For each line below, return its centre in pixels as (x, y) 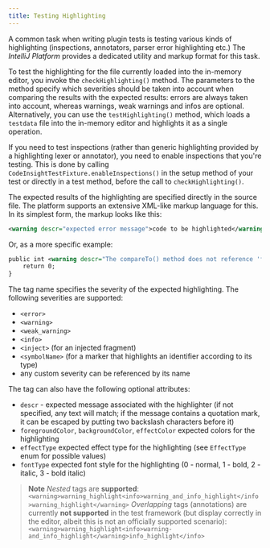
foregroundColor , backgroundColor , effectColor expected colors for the (137, 430)
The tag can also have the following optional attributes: (99, 389)
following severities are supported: (65, 298)
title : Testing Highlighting (57, 16)
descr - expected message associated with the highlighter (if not (127, 405)
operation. (25, 131)
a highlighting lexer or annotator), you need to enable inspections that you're (135, 156)
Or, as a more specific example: (61, 244)
